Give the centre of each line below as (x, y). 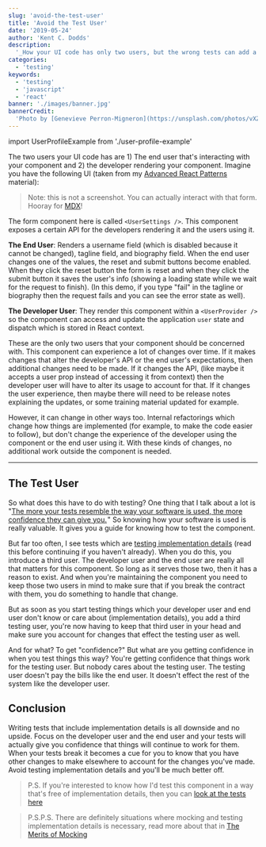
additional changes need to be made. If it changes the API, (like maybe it (126, 368)
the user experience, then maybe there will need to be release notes (120, 393)
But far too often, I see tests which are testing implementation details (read (130, 543)
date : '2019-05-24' (40, 30)
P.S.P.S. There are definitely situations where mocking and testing (135, 817)
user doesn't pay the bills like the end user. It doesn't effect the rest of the (129, 675)
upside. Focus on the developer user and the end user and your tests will (127, 736)
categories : (28, 60)
